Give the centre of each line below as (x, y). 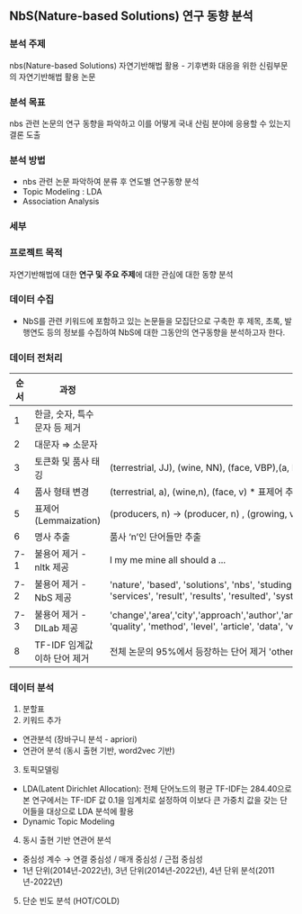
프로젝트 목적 (36, 253)
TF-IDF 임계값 (64, 645)
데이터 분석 (32, 688)
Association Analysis (61, 202)
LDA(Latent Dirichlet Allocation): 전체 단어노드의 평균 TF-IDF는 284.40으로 (157, 789)
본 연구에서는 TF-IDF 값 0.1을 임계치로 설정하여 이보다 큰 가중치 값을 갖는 (150, 801)
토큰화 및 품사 (62, 462)
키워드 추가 (42, 720)
